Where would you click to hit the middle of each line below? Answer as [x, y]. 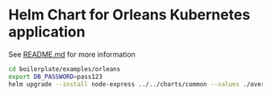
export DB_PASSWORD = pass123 [56, 77]
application [47, 32]
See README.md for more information [72, 54]
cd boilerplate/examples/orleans [65, 69]
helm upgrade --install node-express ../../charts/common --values [124, 84]
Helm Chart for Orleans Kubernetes [129, 15]
